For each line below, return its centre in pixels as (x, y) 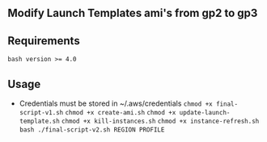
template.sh (39, 121)
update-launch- (205, 113)
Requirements (44, 41)
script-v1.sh (41, 113)
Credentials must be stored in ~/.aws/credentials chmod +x (116, 103)
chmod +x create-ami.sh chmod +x (121, 113)
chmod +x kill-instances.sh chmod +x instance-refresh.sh (160, 121)
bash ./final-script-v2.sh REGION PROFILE (92, 130)
